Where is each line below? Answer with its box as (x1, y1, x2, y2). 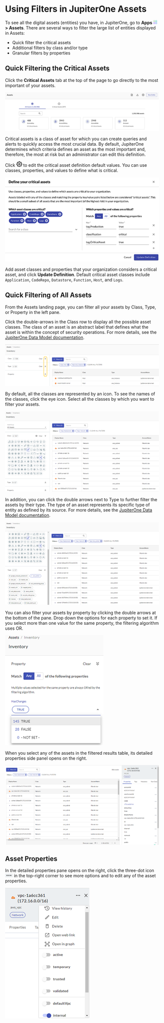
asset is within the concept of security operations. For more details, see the (5, 329, 157, 335)
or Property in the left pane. (5, 309, 61, 315)
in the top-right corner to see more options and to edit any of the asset (14, 873, 156, 879)
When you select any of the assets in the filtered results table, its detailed (5, 750, 153, 756)
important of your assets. (5, 82, 56, 88)
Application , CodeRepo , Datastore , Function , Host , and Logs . (5, 277, 123, 282)
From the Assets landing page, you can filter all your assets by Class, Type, (5, 304, 156, 310)
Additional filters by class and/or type (12, 45, 88, 51)
